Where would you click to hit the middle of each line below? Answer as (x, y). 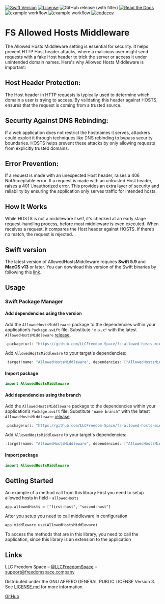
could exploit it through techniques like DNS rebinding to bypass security (79, 137)
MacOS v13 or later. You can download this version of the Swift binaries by (81, 267)
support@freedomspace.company (40, 572)
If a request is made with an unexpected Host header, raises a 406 (72, 175)
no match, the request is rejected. (39, 235)
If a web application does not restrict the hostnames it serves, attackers (78, 133)
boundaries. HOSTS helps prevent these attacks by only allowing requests (80, 143)
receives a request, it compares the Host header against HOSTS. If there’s (80, 229)
